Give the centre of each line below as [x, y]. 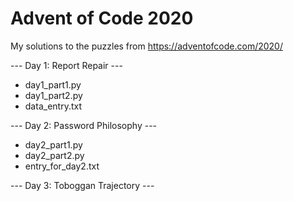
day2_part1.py [53, 144]
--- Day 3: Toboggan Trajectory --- [82, 185]
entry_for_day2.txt [62, 166]
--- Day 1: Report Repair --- [66, 65]
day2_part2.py [54, 155]
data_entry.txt [53, 106]
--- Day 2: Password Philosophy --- [84, 125]
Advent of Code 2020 [102, 18]
